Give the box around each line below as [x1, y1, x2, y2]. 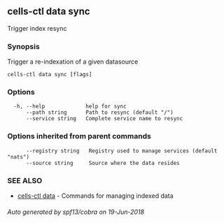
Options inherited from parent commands [7, 131, 152, 141]
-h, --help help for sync [13, 103, 127, 110]
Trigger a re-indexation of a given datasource [7, 57, 139, 66]
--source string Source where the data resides [25, 159, 180, 166]
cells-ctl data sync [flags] [7, 71, 92, 78]
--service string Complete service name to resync [25, 115, 183, 122]
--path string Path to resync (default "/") [25, 109, 174, 116]
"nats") [7, 153, 30, 160]
